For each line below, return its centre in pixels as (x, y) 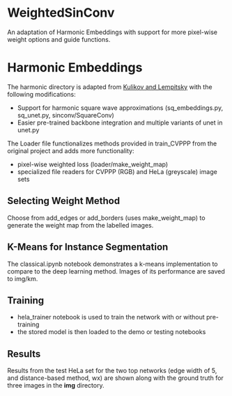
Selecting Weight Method (64, 201)
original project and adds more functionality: (71, 150)
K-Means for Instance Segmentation (88, 247)
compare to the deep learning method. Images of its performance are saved (116, 271)
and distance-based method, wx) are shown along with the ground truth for (116, 378)
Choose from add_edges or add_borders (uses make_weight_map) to (106, 218)
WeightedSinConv (61, 13)
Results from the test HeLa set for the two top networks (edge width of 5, (112, 371)
